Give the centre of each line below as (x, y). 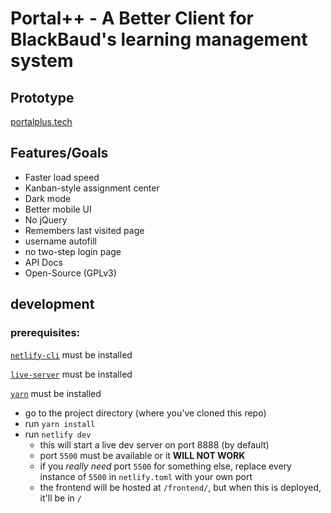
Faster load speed (62, 177)
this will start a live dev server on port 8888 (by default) (154, 444)
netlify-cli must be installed (71, 354)
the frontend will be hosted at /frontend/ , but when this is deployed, (180, 487)
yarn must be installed (56, 393)
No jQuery (46, 219)
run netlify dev (58, 434)
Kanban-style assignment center (92, 188)
